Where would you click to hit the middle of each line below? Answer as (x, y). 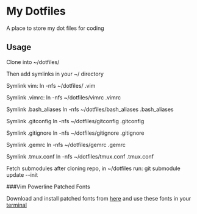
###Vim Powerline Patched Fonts (48, 187)
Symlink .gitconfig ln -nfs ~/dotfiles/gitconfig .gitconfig (75, 121)
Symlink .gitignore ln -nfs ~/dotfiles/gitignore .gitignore (75, 133)
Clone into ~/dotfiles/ (33, 62)
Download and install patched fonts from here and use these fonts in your (99, 198)
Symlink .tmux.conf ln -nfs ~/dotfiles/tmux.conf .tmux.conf (80, 156)
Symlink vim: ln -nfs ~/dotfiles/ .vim (51, 85)
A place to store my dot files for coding (56, 28)
